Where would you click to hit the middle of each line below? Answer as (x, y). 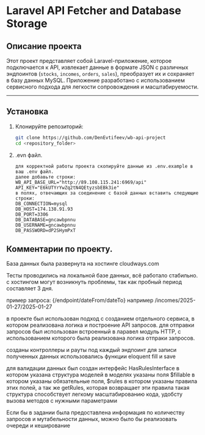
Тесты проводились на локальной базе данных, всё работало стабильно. (102, 276)
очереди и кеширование (38, 426)
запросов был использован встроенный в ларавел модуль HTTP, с (94, 332)
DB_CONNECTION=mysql (41, 203)
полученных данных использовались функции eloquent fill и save (91, 356)
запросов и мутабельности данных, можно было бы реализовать (92, 419)
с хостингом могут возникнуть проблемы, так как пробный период (94, 282)
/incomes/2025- (175, 301)
